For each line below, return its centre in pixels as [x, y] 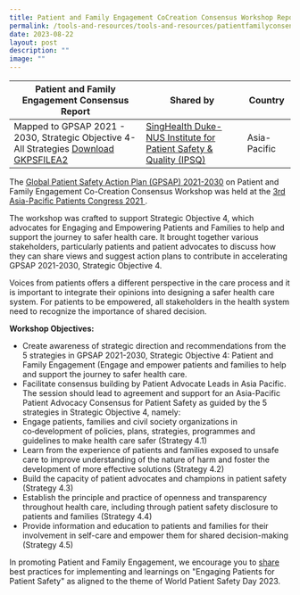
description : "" [39, 51]
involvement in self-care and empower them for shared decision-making [155, 535]
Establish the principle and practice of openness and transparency [145, 497]
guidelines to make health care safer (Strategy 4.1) [115, 441]
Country [267, 100]
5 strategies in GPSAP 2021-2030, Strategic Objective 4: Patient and [148, 355]
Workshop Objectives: [52, 328]
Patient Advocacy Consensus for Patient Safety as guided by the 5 [145, 403]
